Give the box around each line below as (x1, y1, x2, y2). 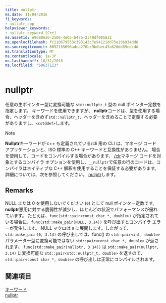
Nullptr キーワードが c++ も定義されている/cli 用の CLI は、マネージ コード (5, 141, 157, 147)
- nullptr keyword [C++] (5, 30, 56, 35)
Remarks (5, 186, 34, 195)
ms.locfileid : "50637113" (5, 63, 58, 68)
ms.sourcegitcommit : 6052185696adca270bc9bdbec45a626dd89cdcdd (5, 44, 139, 49)
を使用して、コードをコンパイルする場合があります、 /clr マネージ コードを (5, 153, 157, 159)
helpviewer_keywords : (5, 26, 50, 31)
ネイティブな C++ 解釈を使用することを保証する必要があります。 (26, 165, 160, 171)
